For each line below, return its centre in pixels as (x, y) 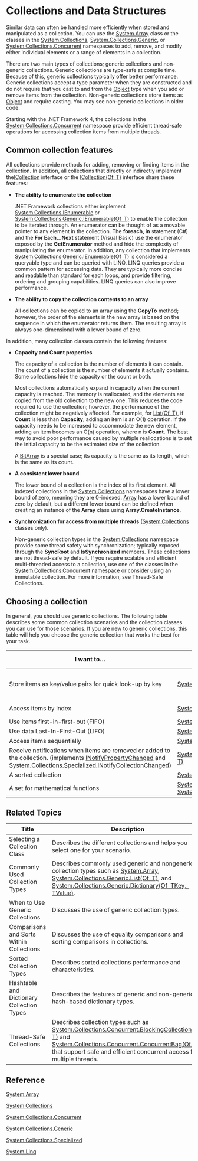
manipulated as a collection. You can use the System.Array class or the (92, 33)
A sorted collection (35, 775)
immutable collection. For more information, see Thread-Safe (89, 576)
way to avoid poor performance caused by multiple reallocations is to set (103, 438)
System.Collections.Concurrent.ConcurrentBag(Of (122, 1045)
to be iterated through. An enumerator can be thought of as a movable (100, 225)
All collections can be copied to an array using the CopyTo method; (96, 311)
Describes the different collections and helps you (120, 843)
